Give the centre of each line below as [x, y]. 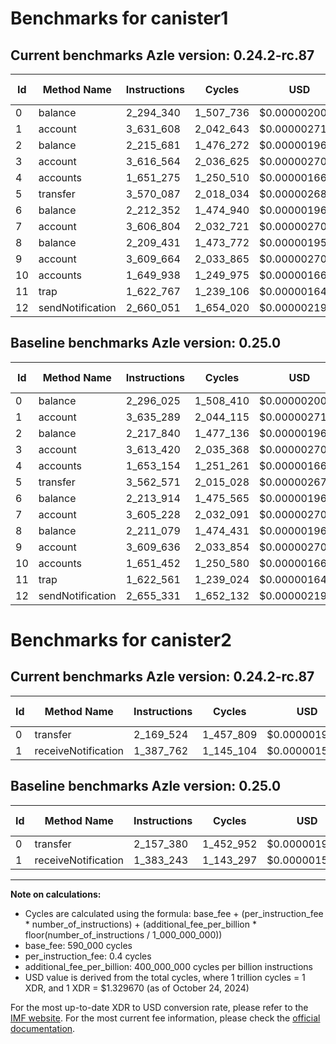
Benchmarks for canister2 [121, 640]
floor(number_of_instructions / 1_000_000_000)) [123, 934]
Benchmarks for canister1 [119, 18]
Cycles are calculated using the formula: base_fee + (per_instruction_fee [174, 913]
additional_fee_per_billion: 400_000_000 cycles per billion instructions [168, 966]
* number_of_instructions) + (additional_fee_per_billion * [140, 924]
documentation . [43, 1028]
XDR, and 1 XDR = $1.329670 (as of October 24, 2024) [137, 988]
